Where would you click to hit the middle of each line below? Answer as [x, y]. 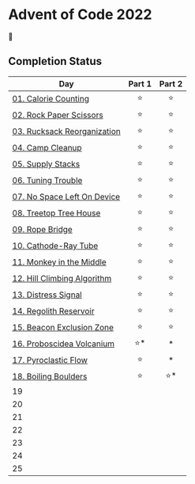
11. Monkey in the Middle [59, 262]
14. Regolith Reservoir [53, 311]
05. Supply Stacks [46, 164]
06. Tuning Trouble [47, 181]
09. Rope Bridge [42, 230]
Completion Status [55, 61]
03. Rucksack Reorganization [66, 131]
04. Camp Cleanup [47, 148]
